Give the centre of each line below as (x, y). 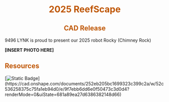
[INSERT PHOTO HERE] (29, 50)
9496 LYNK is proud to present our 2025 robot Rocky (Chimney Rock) (78, 40)
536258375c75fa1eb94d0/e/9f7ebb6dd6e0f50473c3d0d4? (67, 89)
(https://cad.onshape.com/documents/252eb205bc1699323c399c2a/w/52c (84, 83)
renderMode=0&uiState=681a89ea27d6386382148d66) (63, 94)
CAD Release (85, 28)
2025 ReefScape (85, 9)
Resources (22, 66)
